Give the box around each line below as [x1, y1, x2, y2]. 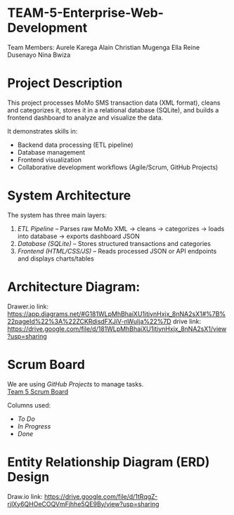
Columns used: [7, 400, 51, 409]
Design [7, 469, 50, 485]
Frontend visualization [17, 155, 82, 164]
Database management [17, 148, 86, 156]
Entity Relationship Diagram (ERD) [7, 454, 210, 470]
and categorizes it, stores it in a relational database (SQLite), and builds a [7, 105, 219, 114]
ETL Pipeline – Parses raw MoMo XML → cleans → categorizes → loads [17, 224, 225, 233]
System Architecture [7, 188, 131, 204]
